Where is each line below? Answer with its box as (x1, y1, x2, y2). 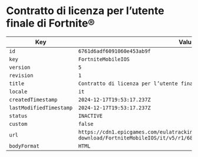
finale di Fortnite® (6, 16, 95, 30)
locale (9, 88, 28, 95)
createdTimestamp (9, 96, 58, 103)
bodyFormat (9, 142, 39, 149)
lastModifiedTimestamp (9, 104, 72, 111)
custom (9, 121, 28, 127)
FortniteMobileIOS (78, 56, 130, 62)
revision (9, 72, 34, 79)
